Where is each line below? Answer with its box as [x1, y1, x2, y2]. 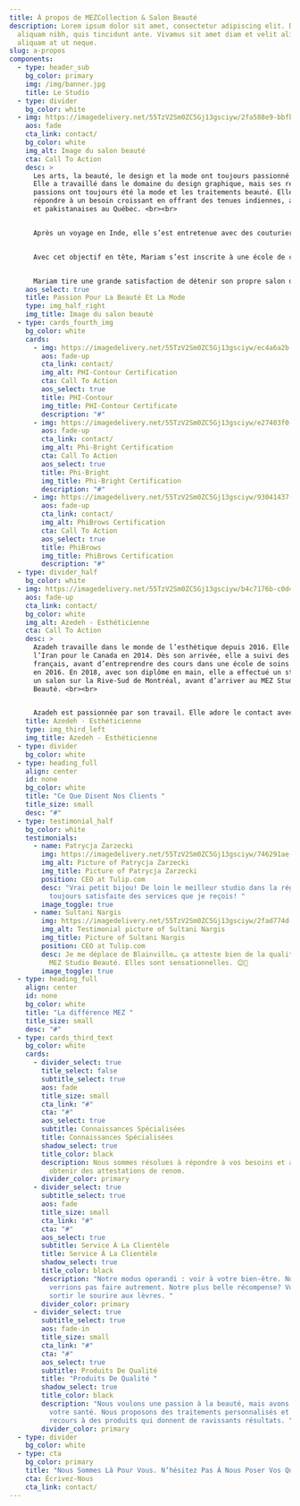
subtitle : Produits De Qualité [41, 1366, 158, 1375]
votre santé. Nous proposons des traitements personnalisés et [48, 1408, 290, 1416]
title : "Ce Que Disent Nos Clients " [25, 792, 166, 801]
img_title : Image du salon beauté [25, 310, 154, 319]
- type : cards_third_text [17, 1033, 114, 1042]
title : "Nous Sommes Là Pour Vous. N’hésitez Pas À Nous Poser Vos [25, 1466, 281, 1475]
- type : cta [17, 1450, 62, 1459]
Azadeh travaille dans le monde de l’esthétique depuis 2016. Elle [32, 643, 290, 652]
